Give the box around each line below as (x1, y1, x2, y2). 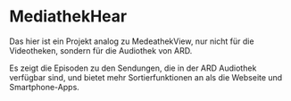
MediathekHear (9, 6, 128, 27)
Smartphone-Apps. (9, 81, 80, 92)
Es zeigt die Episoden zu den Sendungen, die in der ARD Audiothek (9, 63, 257, 73)
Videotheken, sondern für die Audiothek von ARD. (9, 45, 193, 55)
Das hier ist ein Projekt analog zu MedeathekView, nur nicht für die (9, 36, 254, 46)
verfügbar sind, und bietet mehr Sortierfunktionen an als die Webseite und (9, 72, 283, 82)
